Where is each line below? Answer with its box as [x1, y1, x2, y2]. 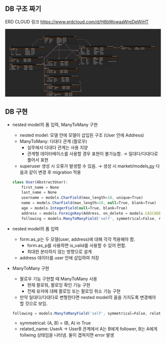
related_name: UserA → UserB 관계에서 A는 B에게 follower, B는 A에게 [19, 326, 158, 332]
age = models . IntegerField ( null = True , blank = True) [21, 206, 128, 211]
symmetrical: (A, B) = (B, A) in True [19, 320, 91, 326]
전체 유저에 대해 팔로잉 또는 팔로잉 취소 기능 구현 [27, 288, 121, 294]
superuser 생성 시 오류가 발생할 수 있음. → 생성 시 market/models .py [19, 163, 155, 169]
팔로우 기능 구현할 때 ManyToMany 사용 [19, 276, 97, 282]
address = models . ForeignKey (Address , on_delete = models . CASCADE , [21, 211, 163, 216]
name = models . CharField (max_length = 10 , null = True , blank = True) [21, 201, 157, 206]
